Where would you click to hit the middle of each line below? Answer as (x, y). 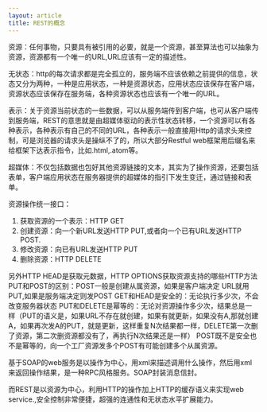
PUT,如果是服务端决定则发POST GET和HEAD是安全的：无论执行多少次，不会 (133, 296)
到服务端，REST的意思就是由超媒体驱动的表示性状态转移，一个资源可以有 (128, 120)
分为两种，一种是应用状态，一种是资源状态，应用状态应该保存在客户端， (140, 84)
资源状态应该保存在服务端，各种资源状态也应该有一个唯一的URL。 (116, 93)
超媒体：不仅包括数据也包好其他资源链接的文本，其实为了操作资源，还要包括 (133, 167)
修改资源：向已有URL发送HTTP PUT (79, 249)
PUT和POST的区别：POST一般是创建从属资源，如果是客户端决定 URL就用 (129, 286)
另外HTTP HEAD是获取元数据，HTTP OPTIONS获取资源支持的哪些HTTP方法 (133, 276)
